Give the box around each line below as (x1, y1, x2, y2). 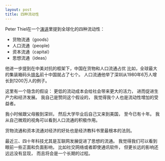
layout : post (5, 7, 32, 12)
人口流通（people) (12, 42, 50, 48)
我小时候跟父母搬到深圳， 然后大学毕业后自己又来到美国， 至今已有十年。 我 (5, 111, 160, 117)
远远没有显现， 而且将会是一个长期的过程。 (5, 150, 93, 156)
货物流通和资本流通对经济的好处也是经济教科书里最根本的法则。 (5, 128, 134, 133)
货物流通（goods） (12, 36, 52, 42)
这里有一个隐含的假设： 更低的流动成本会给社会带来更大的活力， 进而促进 (5, 88, 154, 94)
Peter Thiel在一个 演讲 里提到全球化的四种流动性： (5, 26, 105, 32)
